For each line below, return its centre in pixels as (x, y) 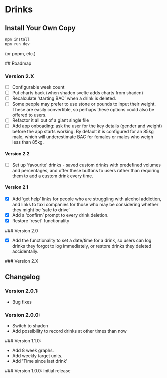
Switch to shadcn (30, 326)
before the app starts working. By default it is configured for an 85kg (83, 132)
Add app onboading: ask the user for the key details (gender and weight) (87, 126)
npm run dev (17, 44)
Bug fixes (22, 302)
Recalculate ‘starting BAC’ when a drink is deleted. (64, 98)
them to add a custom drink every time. (53, 176)
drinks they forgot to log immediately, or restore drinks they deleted (82, 246)
